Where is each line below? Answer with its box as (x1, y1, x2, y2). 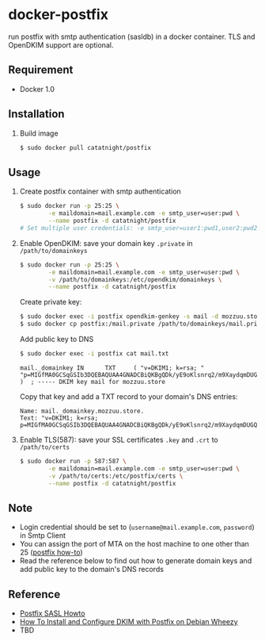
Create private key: (19, 297, 82, 307)
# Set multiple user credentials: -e (19, 224, 145, 232)
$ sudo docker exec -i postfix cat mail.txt (19, 350, 169, 358)
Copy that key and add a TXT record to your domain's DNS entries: (19, 391, 238, 401)
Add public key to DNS (19, 335, 94, 344)
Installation (8, 107, 65, 121)
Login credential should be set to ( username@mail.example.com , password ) (19, 522, 255, 532)
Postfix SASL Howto (19, 608, 85, 618)
